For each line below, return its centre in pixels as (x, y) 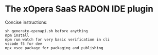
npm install (17, 35)
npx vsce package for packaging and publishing (54, 48)
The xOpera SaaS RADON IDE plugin (79, 9)
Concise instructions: (26, 22)
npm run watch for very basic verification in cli (57, 40)
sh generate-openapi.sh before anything (47, 31)
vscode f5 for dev (24, 44)
